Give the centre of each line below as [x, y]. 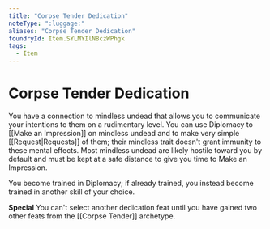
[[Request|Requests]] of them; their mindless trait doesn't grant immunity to [135, 142]
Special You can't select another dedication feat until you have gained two [133, 207]
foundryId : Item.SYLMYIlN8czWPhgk [67, 38]
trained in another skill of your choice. [72, 192]
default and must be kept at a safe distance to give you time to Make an [128, 159]
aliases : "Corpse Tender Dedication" [72, 31]
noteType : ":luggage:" [47, 23]
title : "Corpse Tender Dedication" [69, 16]
